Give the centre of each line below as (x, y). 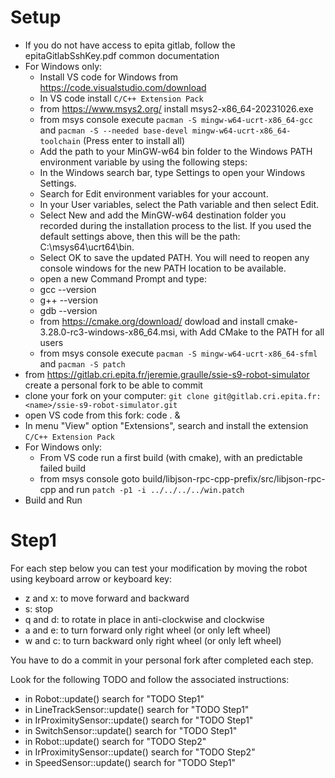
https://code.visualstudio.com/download (123, 87)
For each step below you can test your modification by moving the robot (159, 568)
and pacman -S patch (82, 363)
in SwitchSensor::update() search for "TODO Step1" (131, 730)
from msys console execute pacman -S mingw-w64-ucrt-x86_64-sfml (178, 353)
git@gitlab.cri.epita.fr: (267, 396)
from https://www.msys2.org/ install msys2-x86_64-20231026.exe (176, 108)
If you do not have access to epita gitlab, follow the (130, 45)
